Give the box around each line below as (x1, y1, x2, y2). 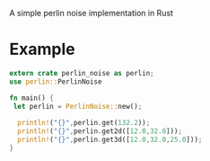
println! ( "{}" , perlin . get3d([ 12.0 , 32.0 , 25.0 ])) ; (17, 135, 203, 145)
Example (9, 40, 75, 59)
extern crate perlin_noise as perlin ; (9, 68, 154, 77)
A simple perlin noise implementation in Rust (9, 8, 173, 18)
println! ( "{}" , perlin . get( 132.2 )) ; (17, 119, 151, 128)
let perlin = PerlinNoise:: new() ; (13, 102, 143, 111)
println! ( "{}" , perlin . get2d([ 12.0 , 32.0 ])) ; (17, 127, 182, 136)
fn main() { (9, 94, 54, 103)
